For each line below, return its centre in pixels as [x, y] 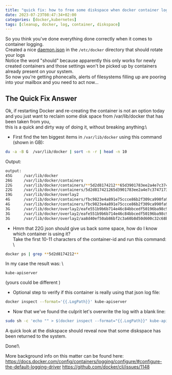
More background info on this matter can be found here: [64, 356]
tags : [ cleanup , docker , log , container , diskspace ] [63, 24]
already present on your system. [39, 72]
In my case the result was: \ [34, 263]
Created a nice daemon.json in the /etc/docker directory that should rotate [84, 50]
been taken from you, [28, 122]
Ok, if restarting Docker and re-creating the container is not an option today [85, 111]
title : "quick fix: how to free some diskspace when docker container [82, 10]
